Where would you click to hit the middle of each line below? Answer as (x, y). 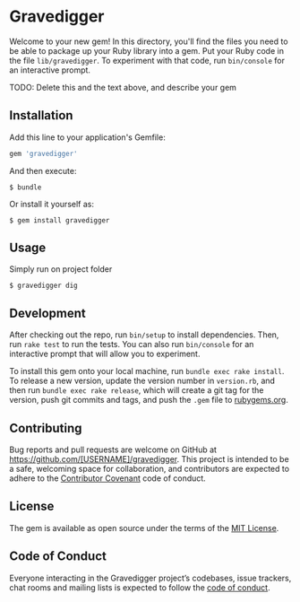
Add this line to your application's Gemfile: (87, 137)
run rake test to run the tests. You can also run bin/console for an (132, 345)
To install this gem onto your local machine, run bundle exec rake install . (147, 371)
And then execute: (43, 170)
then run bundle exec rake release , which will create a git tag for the (137, 390)
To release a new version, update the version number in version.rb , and (142, 381)
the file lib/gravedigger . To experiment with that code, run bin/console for (147, 60)
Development (48, 313)
